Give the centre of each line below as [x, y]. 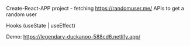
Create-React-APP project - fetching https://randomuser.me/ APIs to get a [95, 8]
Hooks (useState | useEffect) [41, 26]
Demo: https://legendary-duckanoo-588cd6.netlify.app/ [73, 37]
